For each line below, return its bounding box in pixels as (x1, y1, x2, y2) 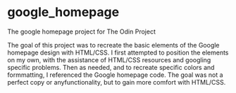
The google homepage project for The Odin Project (7, 27, 156, 36)
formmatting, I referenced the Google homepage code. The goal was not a (7, 71, 223, 79)
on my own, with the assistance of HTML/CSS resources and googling (7, 55, 211, 64)
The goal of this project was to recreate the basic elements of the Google (7, 41, 220, 49)
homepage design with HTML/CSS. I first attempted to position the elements (7, 48, 229, 57)
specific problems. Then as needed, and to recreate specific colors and (7, 63, 215, 71)
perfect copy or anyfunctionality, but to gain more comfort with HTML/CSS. (7, 78, 226, 86)
